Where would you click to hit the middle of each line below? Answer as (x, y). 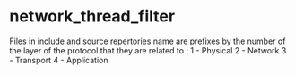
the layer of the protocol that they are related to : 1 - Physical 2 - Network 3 (148, 50)
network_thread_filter (92, 16)
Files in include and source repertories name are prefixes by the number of (147, 41)
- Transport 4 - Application (59, 60)
